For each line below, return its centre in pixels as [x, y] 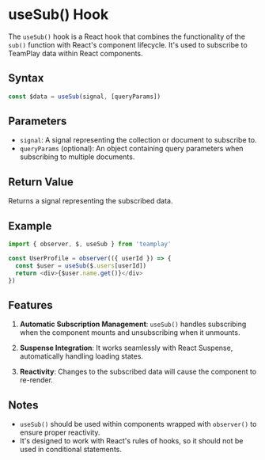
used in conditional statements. [71, 450]
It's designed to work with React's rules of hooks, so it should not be [131, 441]
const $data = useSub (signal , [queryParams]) [84, 97]
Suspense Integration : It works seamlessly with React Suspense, [126, 348]
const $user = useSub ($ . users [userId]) [81, 266]
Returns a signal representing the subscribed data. [91, 201]
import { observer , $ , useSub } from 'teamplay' [90, 244]
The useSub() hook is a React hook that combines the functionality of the [127, 36]
